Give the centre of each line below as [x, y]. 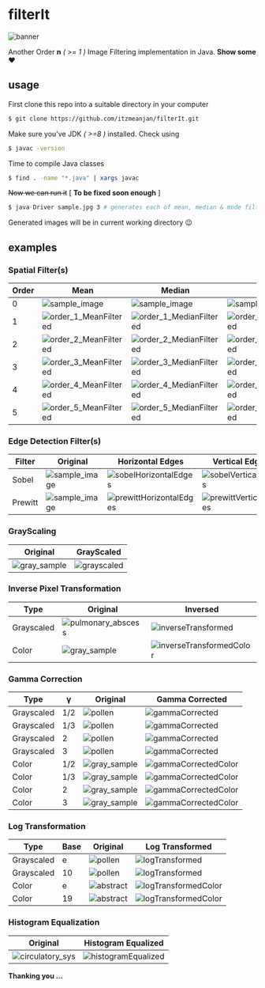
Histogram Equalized [124, 943]
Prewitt [25, 502]
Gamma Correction [45, 679]
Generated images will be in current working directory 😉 [101, 222]
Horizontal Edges [151, 462]
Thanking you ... [35, 975]
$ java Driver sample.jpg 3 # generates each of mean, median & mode [125, 207]
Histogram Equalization [54, 922]
